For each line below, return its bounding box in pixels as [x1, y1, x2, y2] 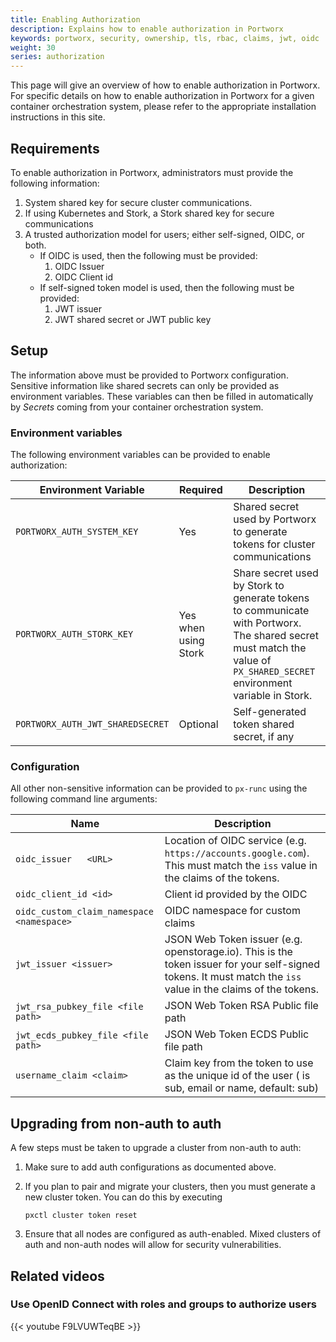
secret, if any [233, 730, 295, 744]
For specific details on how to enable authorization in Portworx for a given [10, 90, 315, 102]
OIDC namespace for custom [164, 904, 301, 918]
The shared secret [233, 629, 319, 643]
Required [178, 483, 223, 497]
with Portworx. [233, 616, 302, 630]
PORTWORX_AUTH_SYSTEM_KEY [15, 526, 139, 538]
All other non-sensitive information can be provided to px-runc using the [10, 782, 308, 795]
